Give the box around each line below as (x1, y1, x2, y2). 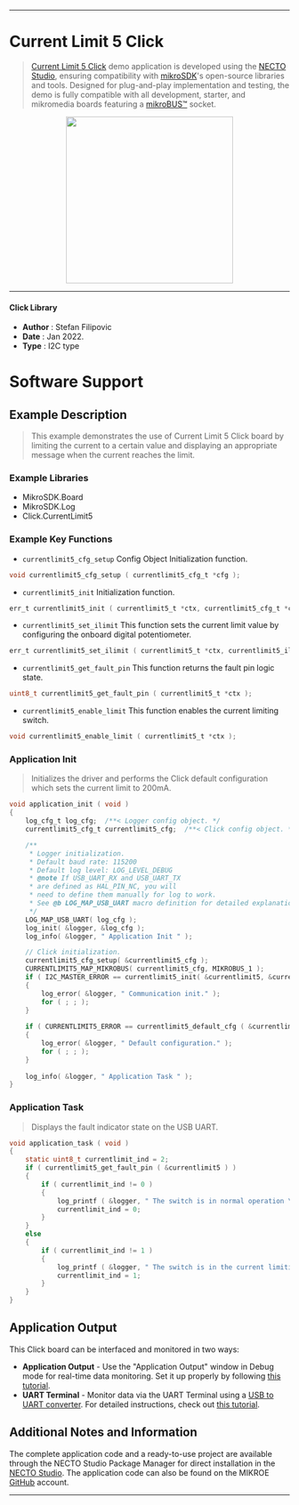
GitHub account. (9, 1477, 69, 1487)
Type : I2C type (21, 341, 80, 351)
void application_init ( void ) (9, 800, 129, 809)
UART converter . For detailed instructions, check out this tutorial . (21, 1398, 261, 1410)
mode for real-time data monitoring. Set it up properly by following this (21, 1371, 281, 1381)
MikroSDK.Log (21, 502, 76, 512)
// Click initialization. (25, 948, 122, 957)
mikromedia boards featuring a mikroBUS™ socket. (30, 99, 216, 109)
